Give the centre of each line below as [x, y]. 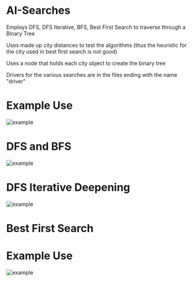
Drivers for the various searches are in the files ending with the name [92, 75]
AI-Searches [38, 11]
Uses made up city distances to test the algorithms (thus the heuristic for [97, 45]
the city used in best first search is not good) [62, 51]
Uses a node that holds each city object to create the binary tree [86, 63]
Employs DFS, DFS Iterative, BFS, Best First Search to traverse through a [96, 27]
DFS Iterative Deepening [68, 188]
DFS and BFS [39, 146]
